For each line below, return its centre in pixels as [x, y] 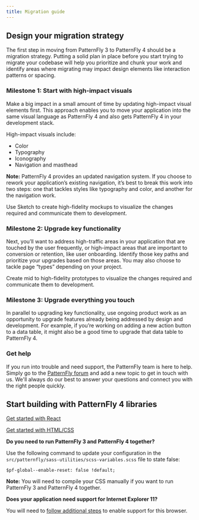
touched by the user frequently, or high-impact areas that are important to [97, 248]
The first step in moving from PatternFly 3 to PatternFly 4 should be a [91, 50]
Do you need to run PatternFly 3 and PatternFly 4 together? [80, 441]
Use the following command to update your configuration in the [84, 453]
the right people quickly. [36, 386]
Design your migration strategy [65, 36]
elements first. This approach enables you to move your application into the [99, 110]
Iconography [30, 158]
